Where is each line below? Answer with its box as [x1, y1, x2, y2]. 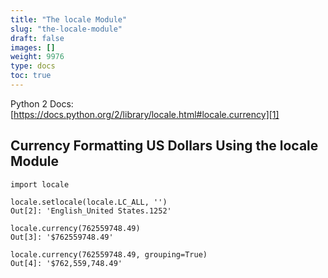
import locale [10, 179, 70, 190]
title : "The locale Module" [10, 14, 128, 25]
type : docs [10, 61, 56, 71]
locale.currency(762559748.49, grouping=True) [10, 249, 208, 260]
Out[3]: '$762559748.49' [10, 232, 114, 242]
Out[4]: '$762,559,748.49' [10, 258, 123, 268]
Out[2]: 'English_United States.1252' [10, 206, 172, 216]
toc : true [10, 71, 52, 81]
